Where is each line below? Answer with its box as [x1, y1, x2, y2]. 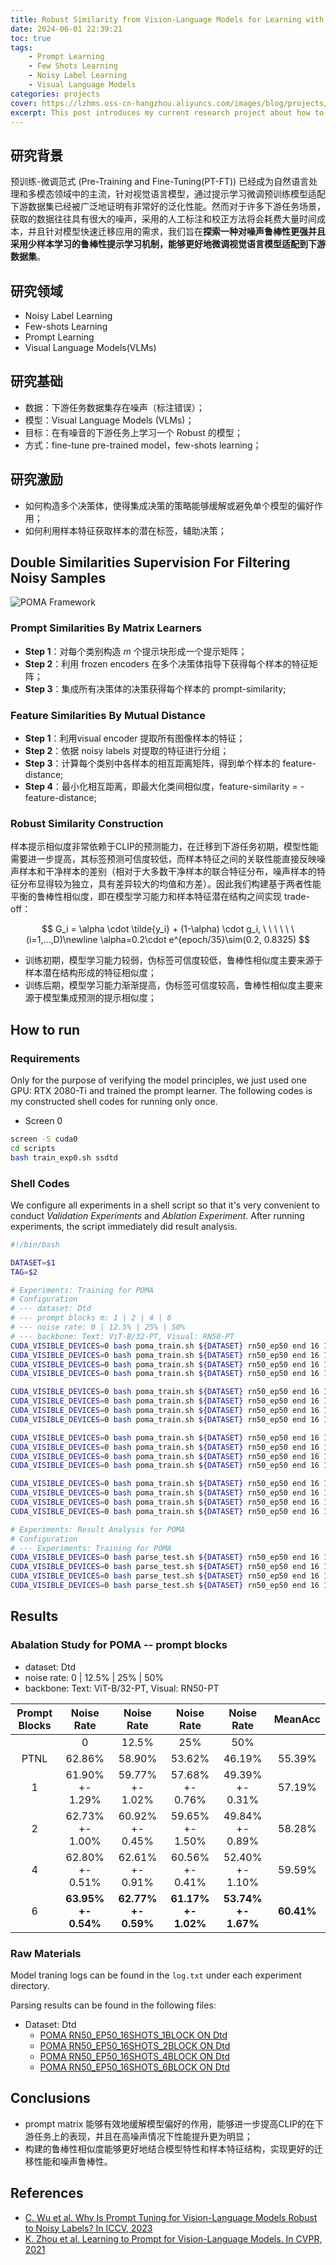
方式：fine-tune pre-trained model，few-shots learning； [24, 439, 262, 451]
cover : [10, 98, 38, 108]
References [10, 2185, 84, 2202]
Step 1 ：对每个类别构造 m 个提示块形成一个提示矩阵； [24, 645, 248, 657]
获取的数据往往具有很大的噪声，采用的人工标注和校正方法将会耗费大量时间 [10, 213, 317, 225]
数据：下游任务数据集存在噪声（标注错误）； [24, 401, 205, 413]
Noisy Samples [10, 570, 107, 587]
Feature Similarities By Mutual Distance [10, 708, 206, 722]
